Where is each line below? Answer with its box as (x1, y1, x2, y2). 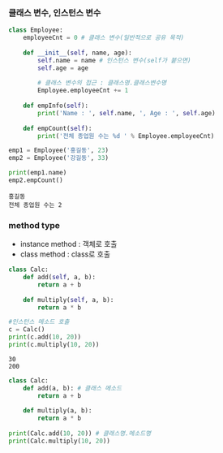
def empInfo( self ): (23, 101, 89, 110)
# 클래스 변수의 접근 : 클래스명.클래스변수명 (37, 79, 167, 87)
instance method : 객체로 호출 (19, 239, 118, 249)
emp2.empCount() (8, 176, 63, 184)
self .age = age (37, 63, 89, 72)
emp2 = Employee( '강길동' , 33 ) (8, 154, 109, 162)
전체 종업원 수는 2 (8, 201, 62, 209)
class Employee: (8, 26, 63, 34)
